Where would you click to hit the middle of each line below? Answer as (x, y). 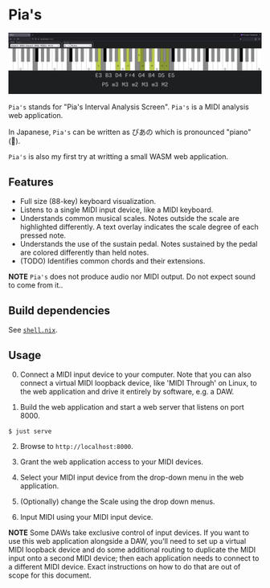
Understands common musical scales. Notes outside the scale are (129, 218)
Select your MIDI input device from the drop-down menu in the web (132, 477)
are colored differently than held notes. (84, 253)
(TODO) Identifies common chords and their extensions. (112, 261)
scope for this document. (50, 575)
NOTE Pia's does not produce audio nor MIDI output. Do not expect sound (132, 277)
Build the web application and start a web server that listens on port (132, 406)
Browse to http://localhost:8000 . (77, 446)
